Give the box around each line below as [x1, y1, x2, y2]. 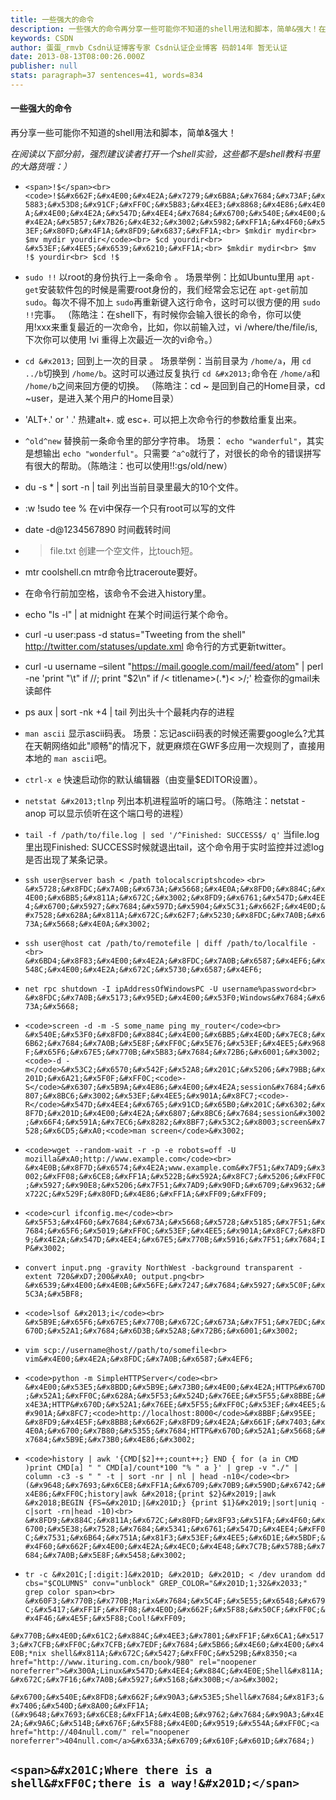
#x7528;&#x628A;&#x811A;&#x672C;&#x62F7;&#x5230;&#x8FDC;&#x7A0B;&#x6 [24, 911, 326, 921]
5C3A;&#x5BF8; [24, 1289, 84, 1300]
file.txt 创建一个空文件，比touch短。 [49, 545, 199, 557]
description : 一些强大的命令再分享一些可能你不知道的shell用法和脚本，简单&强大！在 [10, 24, 327, 34]
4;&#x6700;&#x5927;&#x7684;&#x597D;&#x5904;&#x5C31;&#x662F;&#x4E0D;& [24, 902, 326, 912]
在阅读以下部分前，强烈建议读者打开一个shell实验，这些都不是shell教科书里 [10, 148, 321, 160]
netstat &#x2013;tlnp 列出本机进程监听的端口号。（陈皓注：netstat [24, 795, 300, 807]
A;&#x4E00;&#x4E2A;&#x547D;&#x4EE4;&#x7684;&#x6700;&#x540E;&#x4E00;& [24, 209, 326, 219]
